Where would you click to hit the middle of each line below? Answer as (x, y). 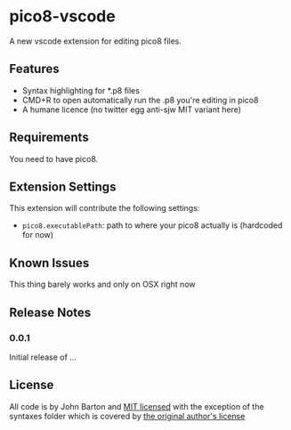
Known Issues (49, 263)
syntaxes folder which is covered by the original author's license (127, 416)
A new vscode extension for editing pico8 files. (96, 41)
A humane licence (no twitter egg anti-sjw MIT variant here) (132, 110)
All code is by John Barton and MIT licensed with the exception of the (137, 406)
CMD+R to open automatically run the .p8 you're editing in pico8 (140, 100)
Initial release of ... (43, 357)
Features (34, 69)
